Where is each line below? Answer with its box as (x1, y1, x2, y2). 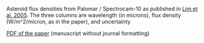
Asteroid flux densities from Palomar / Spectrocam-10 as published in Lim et (6, 5, 198, 12)
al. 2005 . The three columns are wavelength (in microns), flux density (6, 12, 181, 19)
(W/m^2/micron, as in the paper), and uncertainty (6, 18, 131, 25)
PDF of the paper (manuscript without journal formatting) (6, 30, 150, 37)
